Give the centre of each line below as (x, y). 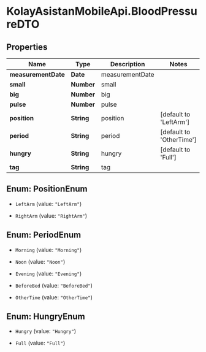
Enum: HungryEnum (46, 317)
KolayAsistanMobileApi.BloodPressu (102, 11)
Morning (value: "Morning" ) (48, 250)
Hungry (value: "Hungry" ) (46, 331)
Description (128, 64)
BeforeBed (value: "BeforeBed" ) (54, 285)
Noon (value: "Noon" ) (40, 261)
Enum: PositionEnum (47, 189)
